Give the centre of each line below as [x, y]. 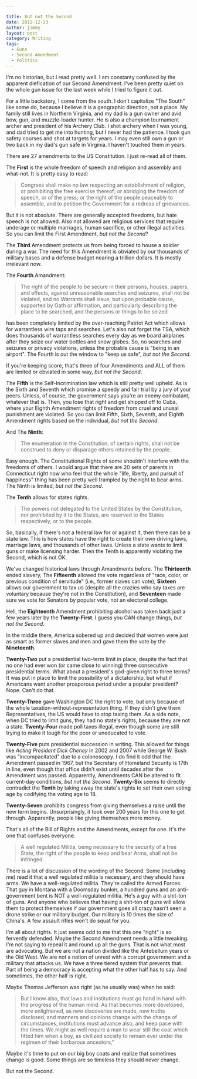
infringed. [32, 859]
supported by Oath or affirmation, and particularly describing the [98, 305]
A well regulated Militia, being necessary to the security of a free [98, 847]
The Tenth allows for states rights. [47, 497]
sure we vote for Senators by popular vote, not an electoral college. [87, 600]
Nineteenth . [21, 648]
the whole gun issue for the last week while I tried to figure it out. [84, 89]
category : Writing [28, 39]
